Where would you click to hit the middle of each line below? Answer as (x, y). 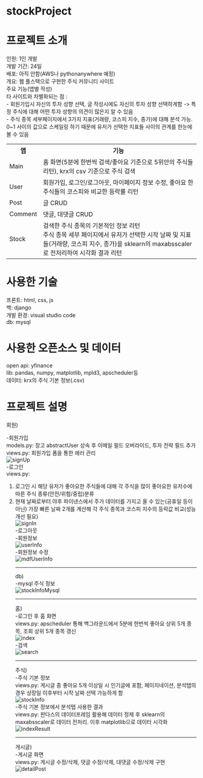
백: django (19, 308)
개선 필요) (27, 516)
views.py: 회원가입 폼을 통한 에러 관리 (51, 453)
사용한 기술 (32, 282)
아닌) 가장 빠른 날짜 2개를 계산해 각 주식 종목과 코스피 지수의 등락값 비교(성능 (105, 509)
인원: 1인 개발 (22, 59)
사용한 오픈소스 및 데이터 (64, 348)
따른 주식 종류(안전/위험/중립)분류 (55, 493)
